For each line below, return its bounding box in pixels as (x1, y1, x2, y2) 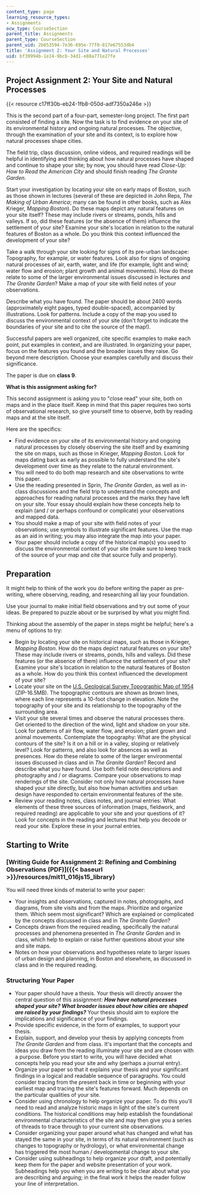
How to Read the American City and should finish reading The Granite (6, 168, 177, 175)
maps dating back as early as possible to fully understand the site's (14, 456, 180, 464)
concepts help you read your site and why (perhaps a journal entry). (14, 1060, 182, 1067)
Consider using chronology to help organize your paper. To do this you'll (14, 1097, 192, 1105)
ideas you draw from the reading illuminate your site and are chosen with (14, 1047, 194, 1054)
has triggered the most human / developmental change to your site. (14, 1148, 180, 1156)
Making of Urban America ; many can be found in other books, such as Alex (6, 198, 192, 206)
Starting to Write (6, 840, 70, 850)
